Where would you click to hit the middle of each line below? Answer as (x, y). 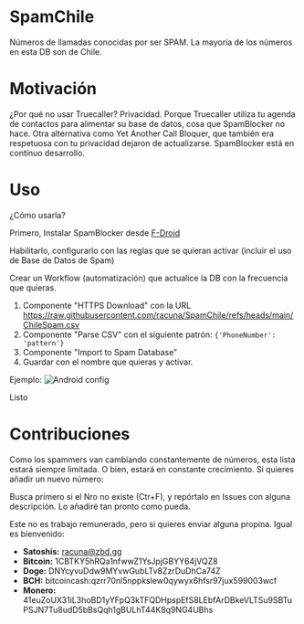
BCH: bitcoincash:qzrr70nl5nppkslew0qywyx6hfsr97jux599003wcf (150, 580)
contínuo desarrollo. (47, 153)
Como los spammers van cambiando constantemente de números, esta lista (152, 460)
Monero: (39, 590)
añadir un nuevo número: (57, 479)
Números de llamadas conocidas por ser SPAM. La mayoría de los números (151, 42)
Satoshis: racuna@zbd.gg (72, 551)
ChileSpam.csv (51, 324)
